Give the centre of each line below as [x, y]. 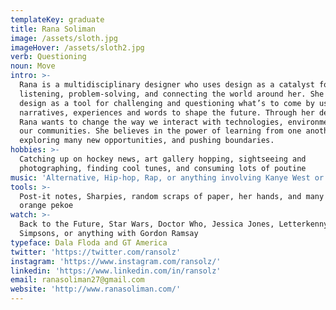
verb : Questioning [48, 57]
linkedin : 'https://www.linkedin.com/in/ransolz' [116, 271]
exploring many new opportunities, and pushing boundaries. [147, 141]
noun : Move [33, 66]
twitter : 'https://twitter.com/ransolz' [96, 252]
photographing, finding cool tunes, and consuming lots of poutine [163, 168]
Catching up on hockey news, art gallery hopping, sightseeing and [163, 159]
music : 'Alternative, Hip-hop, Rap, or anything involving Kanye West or [167, 177]
